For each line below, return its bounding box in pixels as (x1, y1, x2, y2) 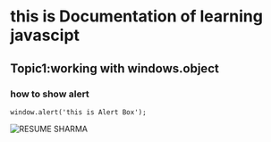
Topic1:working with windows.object (10, 61, 220, 76)
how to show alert (10, 88, 90, 100)
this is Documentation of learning (10, 6, 263, 27)
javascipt (10, 25, 80, 46)
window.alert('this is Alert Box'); (10, 107, 147, 117)
